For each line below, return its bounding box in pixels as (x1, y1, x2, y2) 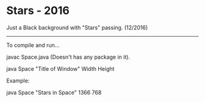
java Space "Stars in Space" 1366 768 (6, 89, 102, 96)
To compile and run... (6, 41, 60, 49)
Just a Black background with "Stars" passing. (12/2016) (6, 24, 148, 31)
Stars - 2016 (6, 4, 70, 18)
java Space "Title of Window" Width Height (6, 65, 115, 72)
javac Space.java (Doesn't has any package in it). (6, 53, 130, 60)
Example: (6, 77, 30, 84)
